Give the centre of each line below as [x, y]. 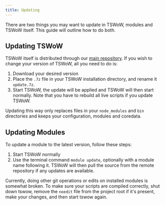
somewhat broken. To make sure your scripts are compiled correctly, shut [83, 186]
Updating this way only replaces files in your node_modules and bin [75, 111]
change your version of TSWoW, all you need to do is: [62, 64]
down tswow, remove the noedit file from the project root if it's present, [80, 192]
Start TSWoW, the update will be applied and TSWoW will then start [83, 90]
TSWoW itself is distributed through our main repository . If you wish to [79, 58]
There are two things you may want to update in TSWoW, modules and [79, 25]
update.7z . [24, 84]
